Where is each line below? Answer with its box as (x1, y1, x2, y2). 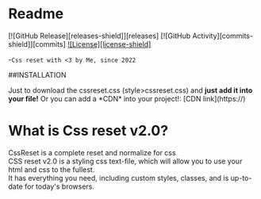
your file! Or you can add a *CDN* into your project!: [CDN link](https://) (8, 94, 246, 103)
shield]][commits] (8, 39, 66, 48)
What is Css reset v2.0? (8, 122, 169, 140)
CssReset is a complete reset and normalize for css (8, 147, 176, 157)
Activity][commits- (192, 31, 254, 40)
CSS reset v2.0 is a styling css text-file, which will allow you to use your (8, 156, 243, 166)
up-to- (230, 173, 252, 182)
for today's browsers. (24, 182, 95, 191)
